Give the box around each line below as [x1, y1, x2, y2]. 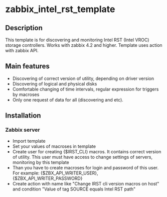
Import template [12, 138, 46, 144]
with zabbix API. [5, 48, 39, 53]
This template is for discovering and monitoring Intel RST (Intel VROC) [5, 37, 149, 43]
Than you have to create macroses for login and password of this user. [12, 164, 159, 170]
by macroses [12, 91, 40, 97]
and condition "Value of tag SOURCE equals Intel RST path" [12, 186, 136, 192]
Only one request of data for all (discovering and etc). [12, 96, 124, 103]
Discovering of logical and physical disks [12, 80, 97, 86]
